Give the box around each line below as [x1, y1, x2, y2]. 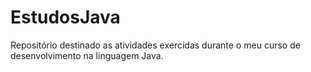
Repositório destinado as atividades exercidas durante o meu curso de [10, 39, 301, 51]
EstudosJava [10, 6, 121, 29]
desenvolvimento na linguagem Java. [10, 49, 164, 61]
